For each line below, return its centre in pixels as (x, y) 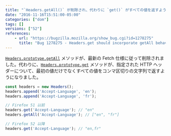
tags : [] (15, 24)
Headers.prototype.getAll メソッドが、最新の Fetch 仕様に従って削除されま (85, 58)
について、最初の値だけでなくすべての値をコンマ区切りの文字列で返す (87, 71)
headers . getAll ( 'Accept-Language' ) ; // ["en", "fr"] (62, 115)
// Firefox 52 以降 (25, 124)
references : (18, 33)
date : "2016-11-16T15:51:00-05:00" (43, 15)
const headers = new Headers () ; (39, 87)
